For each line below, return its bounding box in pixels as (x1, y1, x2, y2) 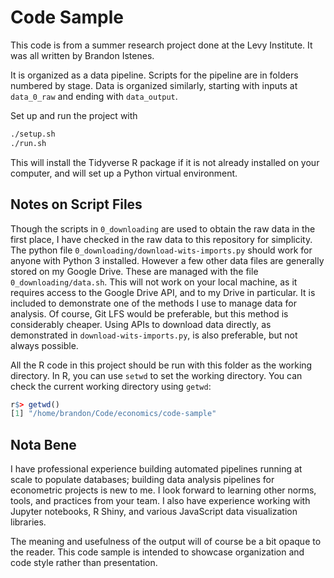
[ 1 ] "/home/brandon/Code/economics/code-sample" (10, 409, 217, 419)
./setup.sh (10, 129, 56, 139)
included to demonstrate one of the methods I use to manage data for (10, 297, 297, 309)
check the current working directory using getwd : (10, 380, 212, 392)
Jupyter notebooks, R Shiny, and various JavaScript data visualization (10, 506, 298, 518)
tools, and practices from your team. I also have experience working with (10, 495, 311, 507)
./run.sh (10, 138, 47, 148)
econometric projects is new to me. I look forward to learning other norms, (10, 484, 317, 496)
